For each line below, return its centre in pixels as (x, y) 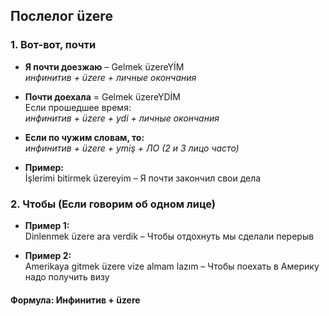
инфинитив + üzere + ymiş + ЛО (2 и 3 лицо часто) (132, 148)
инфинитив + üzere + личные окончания (110, 77)
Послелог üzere (61, 16)
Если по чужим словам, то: (84, 137)
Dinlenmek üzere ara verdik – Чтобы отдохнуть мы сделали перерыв (169, 236)
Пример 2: (48, 255)
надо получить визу (67, 276)
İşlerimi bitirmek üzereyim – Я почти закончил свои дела (143, 178)
